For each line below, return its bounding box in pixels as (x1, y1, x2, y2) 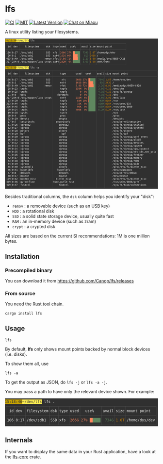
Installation (5, 252, 40, 261)
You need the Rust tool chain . (5, 301, 64, 307)
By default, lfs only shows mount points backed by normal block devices (5, 346, 150, 352)
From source (5, 290, 35, 297)
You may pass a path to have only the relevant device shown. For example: (5, 388, 154, 394)
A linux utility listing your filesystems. (5, 29, 79, 34)
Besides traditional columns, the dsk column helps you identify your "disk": (5, 194, 154, 199)
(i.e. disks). (5, 351, 28, 357)
